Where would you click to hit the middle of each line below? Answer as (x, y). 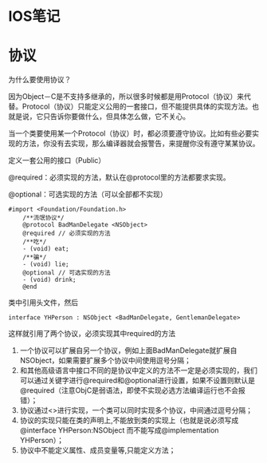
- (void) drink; (50, 280)
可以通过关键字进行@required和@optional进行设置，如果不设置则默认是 (137, 381)
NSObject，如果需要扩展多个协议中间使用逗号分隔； (105, 361)
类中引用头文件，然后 (43, 303)
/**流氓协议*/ (43, 218)
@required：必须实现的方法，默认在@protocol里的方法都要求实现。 (119, 177)
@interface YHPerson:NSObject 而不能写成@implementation (119, 430)
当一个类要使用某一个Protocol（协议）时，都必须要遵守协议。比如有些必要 (130, 133)
